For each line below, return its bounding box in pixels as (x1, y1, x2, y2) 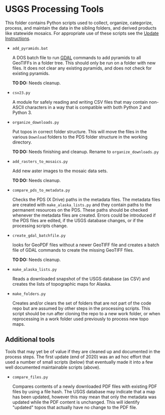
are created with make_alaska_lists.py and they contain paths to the (12, 201, 152, 208)
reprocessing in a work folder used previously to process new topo (12, 316, 149, 322)
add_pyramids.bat (12, 46, 48, 51)
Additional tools (5, 336, 55, 344)
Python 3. (12, 110, 32, 115)
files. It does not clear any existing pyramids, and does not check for (12, 65, 152, 71)
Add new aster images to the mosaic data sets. (12, 168, 108, 174)
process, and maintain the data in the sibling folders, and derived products (5, 25, 157, 31)
